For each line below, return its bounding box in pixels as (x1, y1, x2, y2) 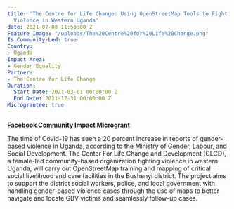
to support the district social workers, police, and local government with (7, 179, 216, 187)
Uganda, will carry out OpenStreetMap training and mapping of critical (7, 164, 211, 173)
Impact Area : (7, 56, 46, 63)
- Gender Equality (7, 62, 61, 69)
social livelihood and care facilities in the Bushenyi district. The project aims (7, 171, 227, 180)
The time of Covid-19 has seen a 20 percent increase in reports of (7, 134, 199, 142)
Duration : (7, 82, 37, 89)
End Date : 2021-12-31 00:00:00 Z (13, 95, 112, 102)
